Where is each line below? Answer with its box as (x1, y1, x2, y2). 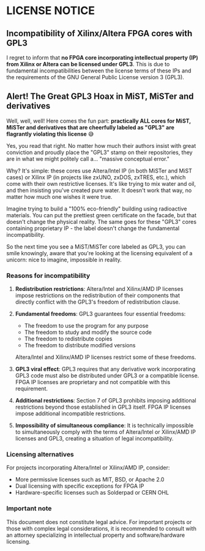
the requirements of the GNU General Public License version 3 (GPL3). (6, 74, 185, 80)
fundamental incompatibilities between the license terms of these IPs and (6, 67, 192, 74)
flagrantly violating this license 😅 (6, 130, 94, 137)
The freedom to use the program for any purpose (24, 322, 149, 329)
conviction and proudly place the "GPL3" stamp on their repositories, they (6, 148, 193, 156)
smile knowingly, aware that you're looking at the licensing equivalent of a (6, 249, 193, 256)
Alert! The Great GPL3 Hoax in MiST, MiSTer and (6, 91, 194, 102)
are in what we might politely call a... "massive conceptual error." (6, 155, 170, 163)
